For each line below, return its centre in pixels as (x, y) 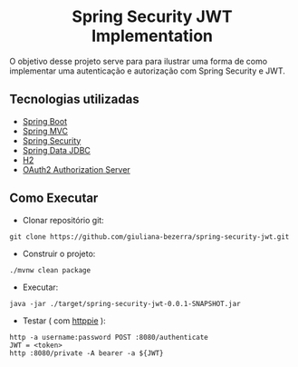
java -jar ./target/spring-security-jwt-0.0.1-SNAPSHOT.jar (125, 303)
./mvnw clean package (50, 270)
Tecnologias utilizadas (74, 99)
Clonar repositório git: (63, 220)
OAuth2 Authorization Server (77, 169)
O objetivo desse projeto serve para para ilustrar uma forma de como (139, 61)
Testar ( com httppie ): (64, 321)
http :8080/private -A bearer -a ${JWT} (87, 353)
